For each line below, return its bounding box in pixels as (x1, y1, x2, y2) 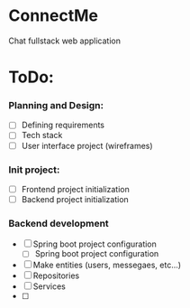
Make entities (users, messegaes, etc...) (32, 259, 182, 271)
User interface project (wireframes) (21, 140, 154, 151)
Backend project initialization (21, 193, 130, 204)
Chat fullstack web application (8, 35, 121, 46)
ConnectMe (8, 5, 98, 26)
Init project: (8, 163, 60, 176)
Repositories (32, 270, 80, 281)
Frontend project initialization (21, 183, 130, 194)
